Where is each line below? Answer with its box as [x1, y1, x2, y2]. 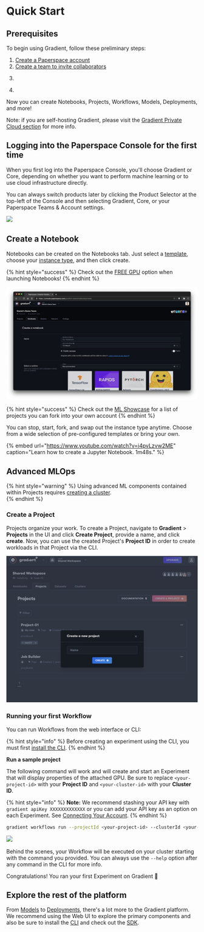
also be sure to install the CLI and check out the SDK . [6, 919, 140, 927]
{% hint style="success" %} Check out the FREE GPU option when [6, 268, 173, 275]
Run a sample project [6, 756, 61, 763]
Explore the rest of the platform [6, 889, 127, 900]
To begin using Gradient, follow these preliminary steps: [6, 44, 146, 52]
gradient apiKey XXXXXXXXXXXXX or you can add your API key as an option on [6, 805, 197, 812]
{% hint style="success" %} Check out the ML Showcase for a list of [6, 406, 178, 413]
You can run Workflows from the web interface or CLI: [6, 725, 141, 733]
